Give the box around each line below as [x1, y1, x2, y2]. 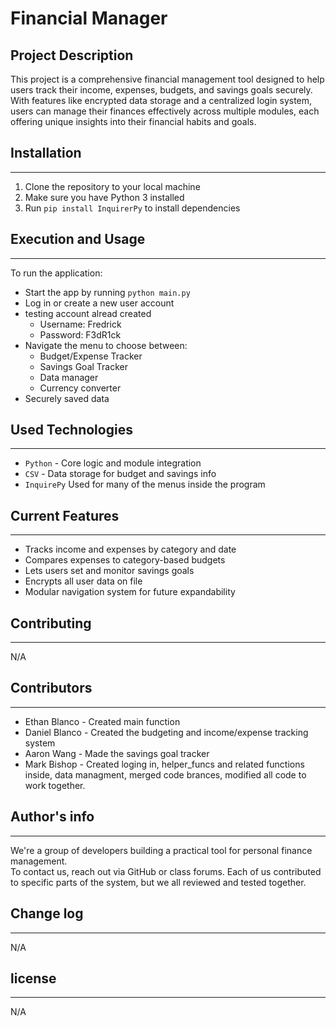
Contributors [10, 680, 93, 697]
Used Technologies [10, 422, 133, 439]
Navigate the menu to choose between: [24, 339, 188, 351]
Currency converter [39, 382, 122, 394]
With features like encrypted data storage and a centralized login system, [10, 95, 313, 106]
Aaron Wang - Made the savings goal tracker [24, 747, 210, 759]
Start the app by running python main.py [24, 286, 191, 298]
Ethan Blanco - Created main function [24, 715, 181, 727]
